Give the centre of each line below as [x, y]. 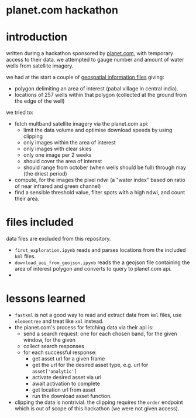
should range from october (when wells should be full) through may [104, 167]
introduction [37, 37]
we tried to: [20, 113]
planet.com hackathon [62, 10]
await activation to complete [66, 383]
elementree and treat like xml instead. [59, 321]
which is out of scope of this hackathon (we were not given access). [97, 408]
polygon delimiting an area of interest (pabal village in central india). [96, 89]
